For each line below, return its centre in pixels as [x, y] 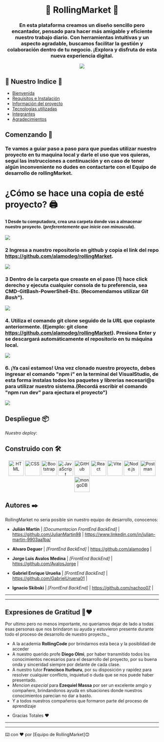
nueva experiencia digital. [82, 56]
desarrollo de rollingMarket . [39, 173]
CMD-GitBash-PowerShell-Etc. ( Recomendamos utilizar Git [77, 291]
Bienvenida [23, 93]
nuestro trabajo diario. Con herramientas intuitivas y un [82, 38]
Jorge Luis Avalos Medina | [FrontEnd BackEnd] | [62, 558]
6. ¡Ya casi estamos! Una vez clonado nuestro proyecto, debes [80, 368]
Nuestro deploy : [21, 433]
